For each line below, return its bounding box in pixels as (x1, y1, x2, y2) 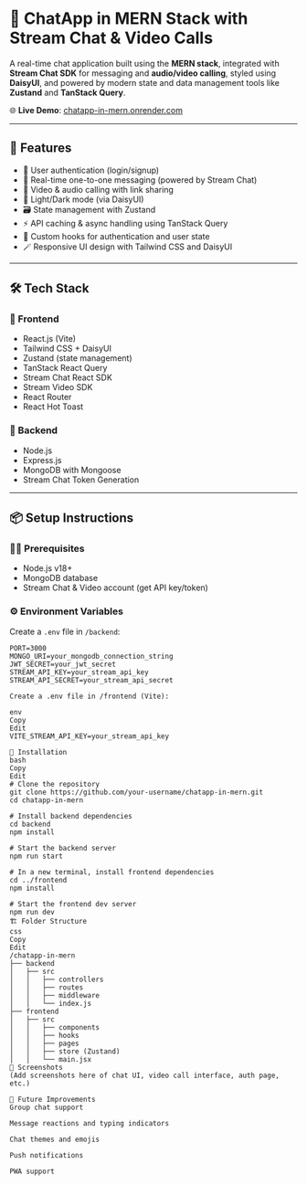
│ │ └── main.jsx (9, 1054, 92, 1063)
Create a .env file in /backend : (9, 626, 121, 637)
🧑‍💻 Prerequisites (9, 543, 85, 555)
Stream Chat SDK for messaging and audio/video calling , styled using (9, 68, 277, 79)
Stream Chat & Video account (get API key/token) (22, 582, 208, 593)
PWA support (9, 1167, 55, 1176)
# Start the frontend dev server (9, 899, 137, 908)
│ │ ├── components (9, 1022, 101, 1032)
